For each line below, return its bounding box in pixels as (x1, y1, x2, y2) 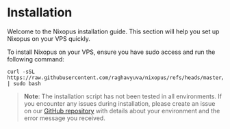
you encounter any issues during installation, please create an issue (23, 99, 216, 107)
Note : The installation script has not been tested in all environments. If (23, 92, 222, 100)
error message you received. (23, 114, 106, 122)
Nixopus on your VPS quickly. (7, 34, 91, 42)
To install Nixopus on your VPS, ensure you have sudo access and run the (7, 48, 216, 56)
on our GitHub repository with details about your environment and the (23, 106, 220, 115)
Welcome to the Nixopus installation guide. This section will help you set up (7, 27, 220, 35)
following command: (7, 55, 65, 63)
